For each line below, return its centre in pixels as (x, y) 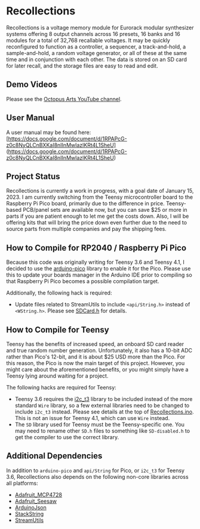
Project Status (33, 176)
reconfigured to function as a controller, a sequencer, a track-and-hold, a (96, 47)
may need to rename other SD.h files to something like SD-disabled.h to (102, 431)
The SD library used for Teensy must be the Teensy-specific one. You (100, 424)
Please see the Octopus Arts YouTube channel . (64, 99)
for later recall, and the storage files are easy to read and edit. (82, 66)
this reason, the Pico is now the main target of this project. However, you (96, 363)
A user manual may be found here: (49, 132)
